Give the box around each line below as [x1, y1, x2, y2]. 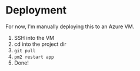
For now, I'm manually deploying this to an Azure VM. [5, 23, 135, 30]
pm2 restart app [14, 54, 54, 60]
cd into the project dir [14, 40, 67, 48]
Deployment [5, 4, 67, 17]
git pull [14, 48, 36, 53]
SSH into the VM [14, 34, 54, 41]
